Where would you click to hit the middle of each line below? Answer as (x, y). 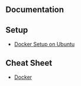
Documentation (35, 10)
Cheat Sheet (29, 63)
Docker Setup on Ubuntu (44, 44)
